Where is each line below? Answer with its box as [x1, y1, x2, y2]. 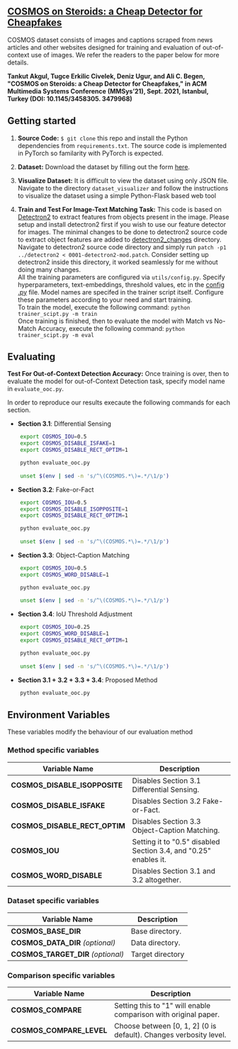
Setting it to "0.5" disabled [132, 837, 220, 846]
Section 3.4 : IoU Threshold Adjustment [17, 610, 133, 618]
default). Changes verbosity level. [114, 1030, 227, 1040]
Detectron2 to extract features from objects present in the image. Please [17, 212, 229, 221]
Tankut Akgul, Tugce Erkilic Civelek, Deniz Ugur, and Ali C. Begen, [7, 72, 205, 80]
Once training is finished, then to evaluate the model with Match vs [17, 317, 213, 325]
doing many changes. [17, 265, 81, 273]
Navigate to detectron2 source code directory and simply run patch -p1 [17, 242, 227, 251]
